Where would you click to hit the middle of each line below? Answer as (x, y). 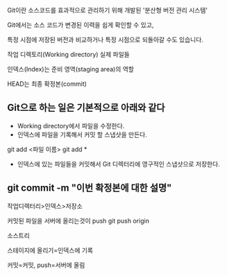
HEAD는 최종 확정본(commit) (47, 84)
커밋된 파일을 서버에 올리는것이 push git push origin (78, 221)
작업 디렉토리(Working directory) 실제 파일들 (68, 54)
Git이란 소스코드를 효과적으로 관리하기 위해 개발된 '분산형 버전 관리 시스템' (108, 10)
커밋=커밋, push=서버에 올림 (46, 265)
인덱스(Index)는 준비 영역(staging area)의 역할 (70, 69)
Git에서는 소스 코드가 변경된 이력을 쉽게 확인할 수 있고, (81, 25)
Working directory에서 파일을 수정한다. (71, 126)
